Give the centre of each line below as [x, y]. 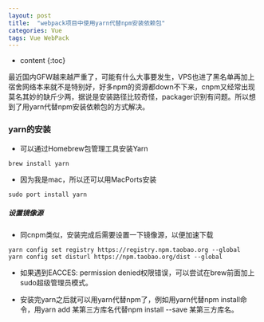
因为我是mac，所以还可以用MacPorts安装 [88, 179]
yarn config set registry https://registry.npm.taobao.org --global [124, 249]
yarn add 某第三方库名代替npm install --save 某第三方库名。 [140, 309]
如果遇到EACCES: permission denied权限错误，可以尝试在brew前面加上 [137, 273]
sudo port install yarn [48, 194]
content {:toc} [43, 61]
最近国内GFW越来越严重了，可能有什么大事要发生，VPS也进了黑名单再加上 [132, 77]
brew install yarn [39, 163]
